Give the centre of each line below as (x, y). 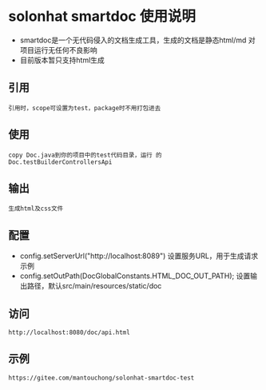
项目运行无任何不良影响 (58, 50)
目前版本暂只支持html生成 (62, 60)
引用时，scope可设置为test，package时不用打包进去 (85, 108)
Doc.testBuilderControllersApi (60, 162)
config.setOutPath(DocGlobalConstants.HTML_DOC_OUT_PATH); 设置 (135, 276)
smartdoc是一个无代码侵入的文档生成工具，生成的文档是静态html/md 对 (137, 40)
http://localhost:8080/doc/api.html (69, 332)
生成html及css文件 (36, 209)
